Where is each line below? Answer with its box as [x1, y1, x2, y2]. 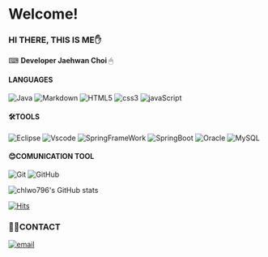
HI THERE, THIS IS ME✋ [8, 34, 102, 45]
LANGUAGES [8, 75, 53, 85]
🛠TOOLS [8, 112, 40, 122]
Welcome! [8, 5, 79, 24]
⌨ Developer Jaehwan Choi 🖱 [8, 56, 113, 66]
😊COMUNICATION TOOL [8, 152, 95, 161]
